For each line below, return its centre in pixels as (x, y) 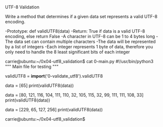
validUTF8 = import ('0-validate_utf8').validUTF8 (54, 76)
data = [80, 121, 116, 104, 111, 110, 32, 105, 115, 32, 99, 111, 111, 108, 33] (74, 95)
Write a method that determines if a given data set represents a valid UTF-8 (81, 16)
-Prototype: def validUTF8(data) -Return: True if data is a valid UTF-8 (75, 31)
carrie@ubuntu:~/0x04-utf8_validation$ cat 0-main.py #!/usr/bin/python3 (79, 61)
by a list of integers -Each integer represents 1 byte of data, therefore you (79, 47)
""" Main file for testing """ (32, 66)
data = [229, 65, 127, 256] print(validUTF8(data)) (54, 110)
